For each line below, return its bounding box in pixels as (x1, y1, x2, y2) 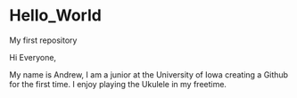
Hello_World (9, 5, 103, 26)
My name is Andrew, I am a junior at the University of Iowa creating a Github (9, 69, 288, 80)
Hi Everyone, (9, 52, 56, 62)
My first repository (9, 35, 78, 45)
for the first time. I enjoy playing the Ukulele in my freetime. (9, 78, 227, 89)
